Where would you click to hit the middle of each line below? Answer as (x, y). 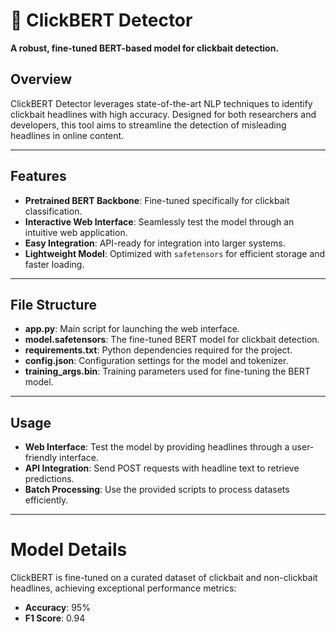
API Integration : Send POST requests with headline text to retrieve (162, 468)
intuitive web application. (76, 232)
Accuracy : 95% (57, 608)
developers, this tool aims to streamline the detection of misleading (148, 125)
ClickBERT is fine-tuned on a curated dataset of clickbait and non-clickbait (164, 578)
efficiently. (46, 500)
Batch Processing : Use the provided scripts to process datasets (157, 490)
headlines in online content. (67, 135)
